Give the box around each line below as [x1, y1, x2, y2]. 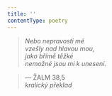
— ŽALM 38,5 [24, 73, 65, 82]
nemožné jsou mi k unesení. [24, 59, 106, 68]
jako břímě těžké [24, 51, 74, 60]
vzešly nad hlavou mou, [24, 44, 95, 53]
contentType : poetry [7, 17, 69, 24]
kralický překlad [24, 80, 72, 89]
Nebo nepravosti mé [24, 36, 85, 45]
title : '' [7, 10, 37, 18]
